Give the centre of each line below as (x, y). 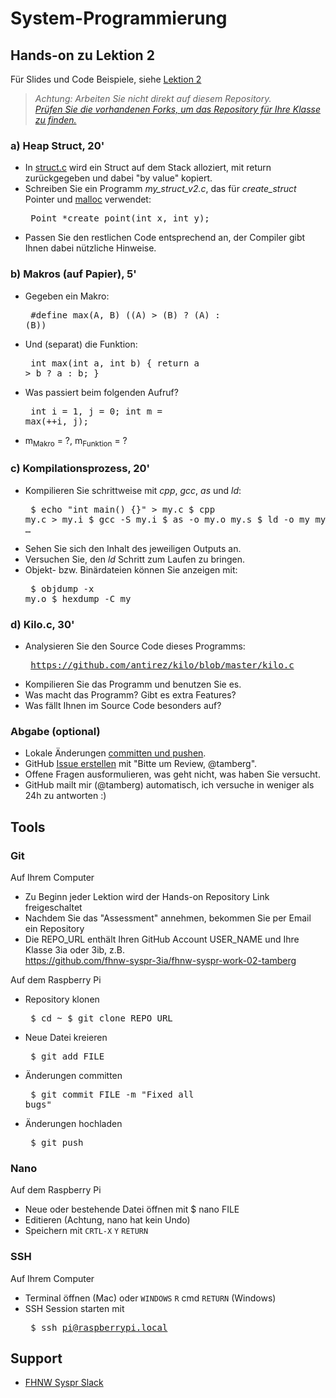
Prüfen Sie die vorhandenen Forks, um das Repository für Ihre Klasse (177, 109)
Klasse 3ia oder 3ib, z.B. (75, 949)
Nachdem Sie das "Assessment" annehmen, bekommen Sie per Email (168, 918)
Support (36, 1358)
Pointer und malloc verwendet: (88, 199)
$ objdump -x (62, 588)
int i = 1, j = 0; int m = (96, 411)
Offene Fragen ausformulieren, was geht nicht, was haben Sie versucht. (172, 774)
